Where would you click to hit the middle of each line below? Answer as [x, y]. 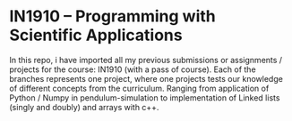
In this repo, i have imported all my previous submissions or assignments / [146, 60]
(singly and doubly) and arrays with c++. [84, 107]
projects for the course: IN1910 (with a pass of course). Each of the [133, 69]
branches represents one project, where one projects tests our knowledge [146, 78]
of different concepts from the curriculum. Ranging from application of [139, 88]
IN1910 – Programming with [113, 16]
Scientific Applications [96, 35]
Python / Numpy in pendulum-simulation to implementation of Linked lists [145, 97]
